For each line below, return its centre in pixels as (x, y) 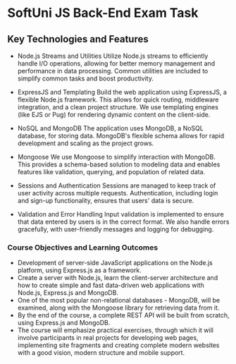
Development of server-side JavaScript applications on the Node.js (115, 263)
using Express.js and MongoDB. (64, 323)
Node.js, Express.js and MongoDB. (68, 293)
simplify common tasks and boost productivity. (85, 78)
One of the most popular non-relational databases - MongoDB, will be (119, 301)
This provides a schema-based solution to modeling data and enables (119, 164)
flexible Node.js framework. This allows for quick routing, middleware (118, 99)
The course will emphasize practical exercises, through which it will (115, 330)
